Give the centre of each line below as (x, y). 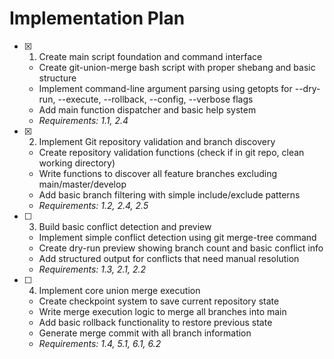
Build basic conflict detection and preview (125, 226)
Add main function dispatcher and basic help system (147, 109)
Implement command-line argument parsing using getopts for (165, 88)
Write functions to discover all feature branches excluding (158, 173)
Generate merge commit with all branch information (145, 333)
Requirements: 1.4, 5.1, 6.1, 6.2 (100, 343)
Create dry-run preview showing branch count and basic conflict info (181, 248)
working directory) (77, 163)
